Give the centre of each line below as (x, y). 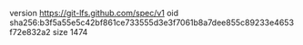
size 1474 (70, 32)
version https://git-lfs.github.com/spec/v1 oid (94, 13)
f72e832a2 (30, 32)
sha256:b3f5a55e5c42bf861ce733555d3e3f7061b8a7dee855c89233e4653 (151, 22)
